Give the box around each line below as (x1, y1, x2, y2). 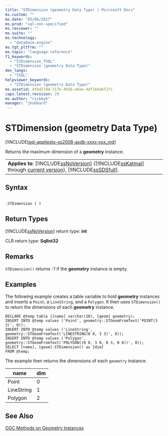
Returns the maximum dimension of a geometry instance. (5, 149, 124, 155)
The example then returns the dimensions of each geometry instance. (5, 358, 147, 364)
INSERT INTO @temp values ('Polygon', (5, 336, 86, 341)
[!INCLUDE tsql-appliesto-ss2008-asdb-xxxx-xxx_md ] (5, 139, 116, 145)
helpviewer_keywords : (5, 77, 50, 82)
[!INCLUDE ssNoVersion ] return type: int (5, 228, 87, 234)
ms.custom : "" (5, 12, 35, 17)
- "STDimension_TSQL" (9, 59, 55, 64)
